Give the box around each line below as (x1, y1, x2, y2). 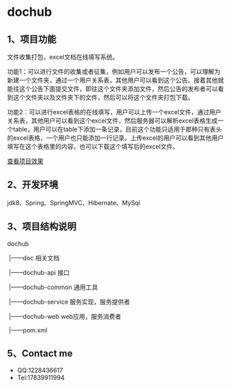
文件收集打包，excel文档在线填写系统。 (7, 53, 119, 61)
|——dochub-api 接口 (8, 268, 70, 276)
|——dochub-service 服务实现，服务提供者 (8, 297, 131, 306)
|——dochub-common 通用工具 (8, 283, 98, 291)
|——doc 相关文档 (8, 253, 60, 262)
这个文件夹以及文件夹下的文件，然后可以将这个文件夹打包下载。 (12, 94, 194, 101)
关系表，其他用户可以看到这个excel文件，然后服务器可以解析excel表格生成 (7, 116, 218, 125)
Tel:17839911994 (16, 373, 65, 382)
